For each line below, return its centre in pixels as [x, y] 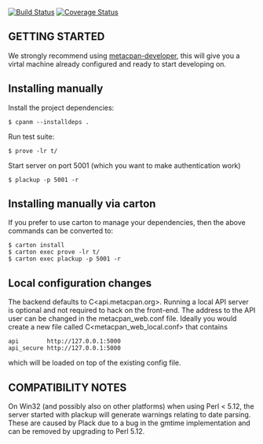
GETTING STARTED [57, 36]
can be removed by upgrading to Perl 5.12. [77, 431]
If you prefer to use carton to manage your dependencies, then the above [127, 223]
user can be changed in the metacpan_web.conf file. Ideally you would [122, 318]
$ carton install [37, 246]
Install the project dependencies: [61, 107]
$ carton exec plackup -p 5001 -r [65, 259]
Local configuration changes [80, 283]
